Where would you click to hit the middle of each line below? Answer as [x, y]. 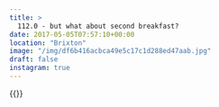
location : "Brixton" [48, 43]
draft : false [34, 59]
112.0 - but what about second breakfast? [98, 26]
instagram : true [40, 68]
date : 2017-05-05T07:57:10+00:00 [72, 34]
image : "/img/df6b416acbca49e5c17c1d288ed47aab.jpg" [110, 51]
